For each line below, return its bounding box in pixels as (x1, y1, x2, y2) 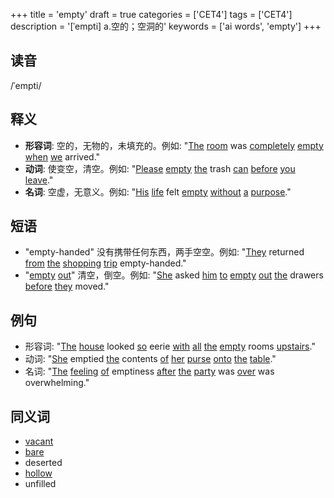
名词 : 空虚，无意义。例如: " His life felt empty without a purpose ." (24, 185, 292, 198)
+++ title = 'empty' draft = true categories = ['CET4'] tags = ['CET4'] (10, 9, 293, 20)
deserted (24, 457, 63, 469)
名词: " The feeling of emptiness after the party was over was (24, 365, 275, 378)
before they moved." (24, 280, 110, 293)
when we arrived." (24, 150, 101, 163)
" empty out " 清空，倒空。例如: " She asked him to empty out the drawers (24, 269, 324, 281)
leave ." (24, 174, 54, 186)
